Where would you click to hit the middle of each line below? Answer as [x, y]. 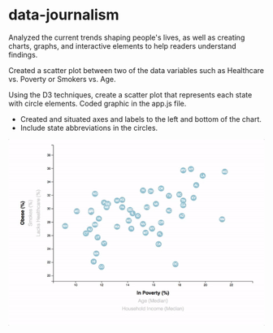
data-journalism [64, 15]
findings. [23, 54]
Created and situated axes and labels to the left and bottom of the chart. [141, 119]
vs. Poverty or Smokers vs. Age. [62, 79]
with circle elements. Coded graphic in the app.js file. [97, 103]
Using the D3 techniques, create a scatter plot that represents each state [130, 94]
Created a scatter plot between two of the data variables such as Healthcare [136, 70]
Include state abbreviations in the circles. [89, 128]
